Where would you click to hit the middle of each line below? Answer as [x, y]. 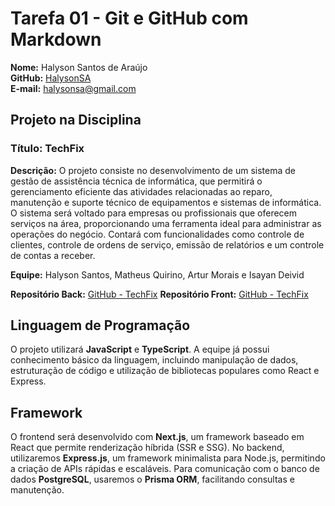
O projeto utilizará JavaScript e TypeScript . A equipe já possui [140, 349]
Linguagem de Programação [100, 325]
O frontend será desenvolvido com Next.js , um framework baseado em [157, 437]
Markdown [56, 39]
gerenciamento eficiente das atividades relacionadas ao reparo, [141, 191]
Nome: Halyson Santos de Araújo [79, 67]
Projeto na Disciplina [76, 120]
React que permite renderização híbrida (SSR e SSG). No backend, [147, 448]
